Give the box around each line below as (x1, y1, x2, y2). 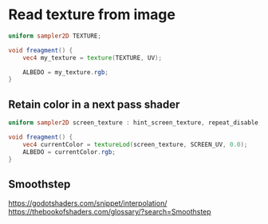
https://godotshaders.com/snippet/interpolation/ (8, 198, 167, 208)
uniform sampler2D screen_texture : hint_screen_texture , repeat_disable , (8, 119, 262, 127)
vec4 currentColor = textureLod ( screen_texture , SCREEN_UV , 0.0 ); (22, 140, 248, 148)
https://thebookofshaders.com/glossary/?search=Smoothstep (8, 207, 211, 217)
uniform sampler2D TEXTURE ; (8, 32, 102, 40)
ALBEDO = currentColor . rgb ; (22, 147, 116, 156)
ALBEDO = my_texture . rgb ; (22, 68, 109, 77)
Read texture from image (8, 6, 175, 24)
